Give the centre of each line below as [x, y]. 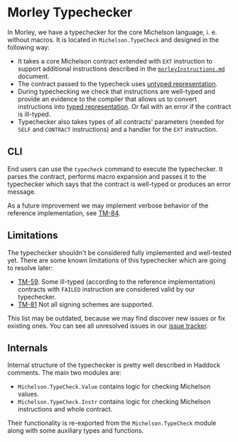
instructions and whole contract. [65, 409]
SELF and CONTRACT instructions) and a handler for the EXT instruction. [118, 129]
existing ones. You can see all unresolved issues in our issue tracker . [108, 326]
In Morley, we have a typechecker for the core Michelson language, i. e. [112, 32]
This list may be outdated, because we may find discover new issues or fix [117, 318]
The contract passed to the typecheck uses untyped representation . [118, 83]
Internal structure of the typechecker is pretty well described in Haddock [114, 365]
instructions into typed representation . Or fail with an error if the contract [124, 106]
